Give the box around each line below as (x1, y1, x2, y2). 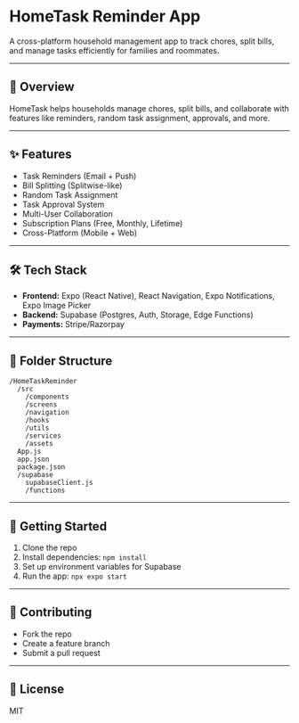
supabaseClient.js (25, 479, 93, 488)
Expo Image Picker (21, 300, 92, 311)
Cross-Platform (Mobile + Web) (21, 227, 138, 238)
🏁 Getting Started (9, 519, 108, 534)
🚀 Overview (9, 79, 75, 94)
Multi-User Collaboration (21, 208, 113, 219)
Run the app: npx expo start (21, 571, 127, 581)
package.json (17, 463, 66, 472)
